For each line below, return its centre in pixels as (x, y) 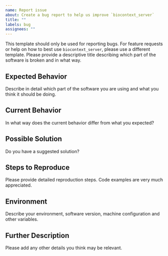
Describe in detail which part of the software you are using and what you (82, 88)
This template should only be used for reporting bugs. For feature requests (84, 44)
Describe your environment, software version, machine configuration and (82, 214)
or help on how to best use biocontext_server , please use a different (78, 49)
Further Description (37, 235)
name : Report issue (26, 10)
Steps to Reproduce (38, 167)
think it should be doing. (31, 94)
